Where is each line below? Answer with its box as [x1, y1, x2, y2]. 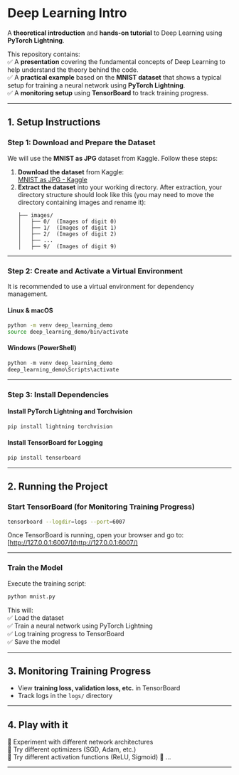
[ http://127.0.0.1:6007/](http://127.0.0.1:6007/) [7, 539, 139, 547]
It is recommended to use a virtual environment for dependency [7, 282, 194, 290]
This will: [7, 606, 33, 614]
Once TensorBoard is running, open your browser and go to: [7, 531, 184, 539]
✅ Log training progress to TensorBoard [7, 629, 124, 638]
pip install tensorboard [7, 454, 81, 462]
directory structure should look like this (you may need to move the [17, 190, 215, 199]
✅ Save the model [7, 637, 60, 645]
